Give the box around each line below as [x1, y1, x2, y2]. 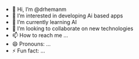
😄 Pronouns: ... [11, 40, 51, 48]
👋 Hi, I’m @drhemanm [11, 6, 66, 13]
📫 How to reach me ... [11, 32, 68, 39]
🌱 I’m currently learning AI [11, 19, 77, 25]
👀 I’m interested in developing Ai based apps [11, 12, 123, 19]
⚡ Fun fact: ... [11, 47, 45, 54]
